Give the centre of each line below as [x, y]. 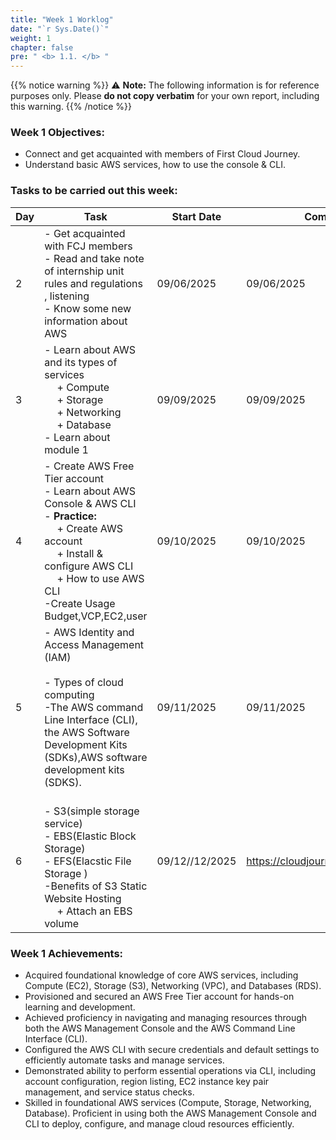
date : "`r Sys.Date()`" [60, 29]
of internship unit [84, 271]
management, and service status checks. [109, 1092]
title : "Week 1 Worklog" [62, 19]
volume [62, 923]
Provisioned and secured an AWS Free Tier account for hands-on [159, 997]
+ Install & [80, 553]
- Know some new [88, 308]
